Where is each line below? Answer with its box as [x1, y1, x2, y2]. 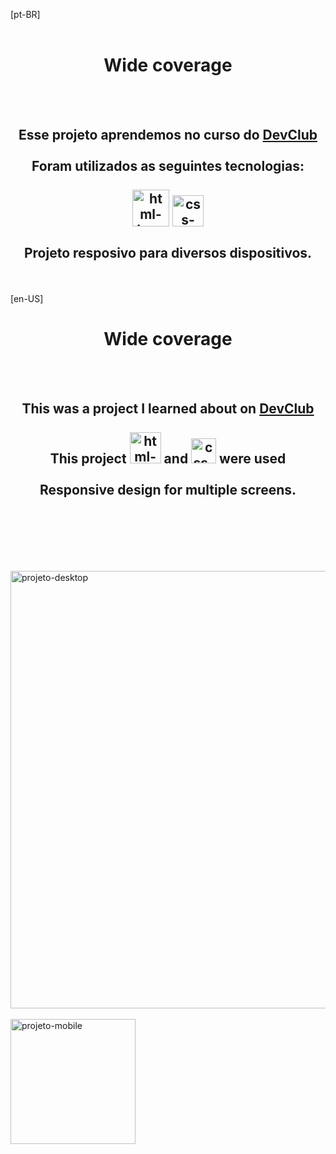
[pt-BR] [10, 9, 41, 20]
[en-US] [10, 292, 44, 304]
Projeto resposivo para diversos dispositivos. [23, 245, 313, 262]
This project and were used [49, 450, 287, 468]
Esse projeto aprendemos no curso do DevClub [18, 127, 318, 144]
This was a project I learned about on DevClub [21, 400, 315, 418]
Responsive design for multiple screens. [39, 482, 297, 499]
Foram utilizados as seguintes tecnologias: [31, 158, 305, 175]
